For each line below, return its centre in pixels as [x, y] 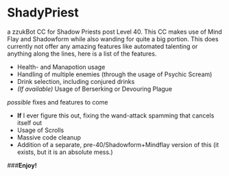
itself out [29, 122]
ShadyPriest [43, 13]
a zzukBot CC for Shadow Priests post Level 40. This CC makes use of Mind [115, 32]
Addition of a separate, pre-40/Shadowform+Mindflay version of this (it [118, 144]
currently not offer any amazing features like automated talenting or [103, 46]
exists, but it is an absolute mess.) [65, 152]
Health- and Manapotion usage [61, 67]
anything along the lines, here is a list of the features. [82, 54]
